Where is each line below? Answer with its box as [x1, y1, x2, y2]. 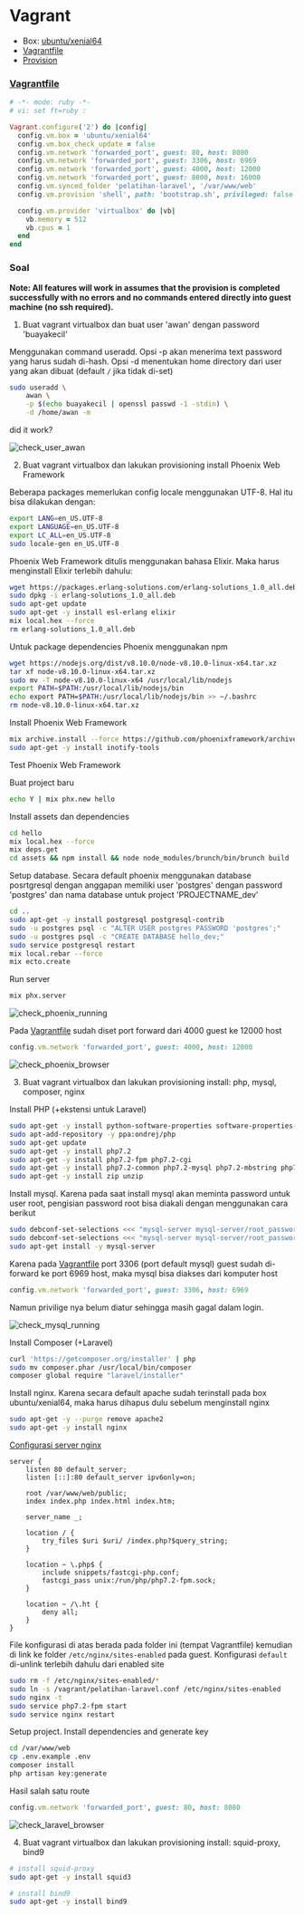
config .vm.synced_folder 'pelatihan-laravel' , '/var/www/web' [17, 182, 257, 191]
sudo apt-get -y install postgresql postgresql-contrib [9, 916, 224, 925]
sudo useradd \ [9, 382, 67, 392]
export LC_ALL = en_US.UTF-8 [9, 531, 111, 540]
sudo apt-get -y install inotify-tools [9, 743, 160, 752]
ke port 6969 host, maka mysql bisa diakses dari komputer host [40, 1267, 279, 1278]
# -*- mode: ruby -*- [9, 98, 91, 107]
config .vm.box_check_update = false [17, 140, 156, 149]
